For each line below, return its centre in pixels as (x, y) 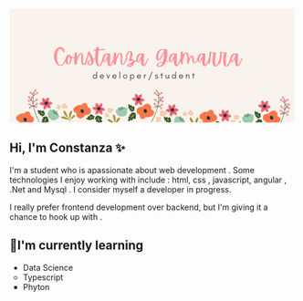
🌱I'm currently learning (77, 246)
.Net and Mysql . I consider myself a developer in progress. (120, 189)
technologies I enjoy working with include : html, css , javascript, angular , (148, 180)
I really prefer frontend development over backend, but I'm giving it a (139, 207)
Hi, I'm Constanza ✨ (68, 148)
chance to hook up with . (56, 216)
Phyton (36, 286)
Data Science (48, 267)
